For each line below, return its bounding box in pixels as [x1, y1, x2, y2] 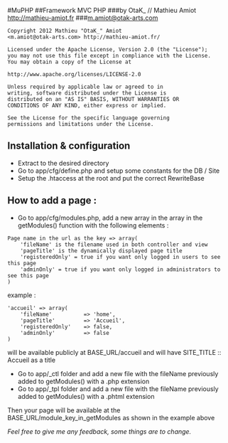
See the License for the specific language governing [7, 114, 170, 122]
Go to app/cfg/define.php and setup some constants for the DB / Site [17, 166, 220, 175]
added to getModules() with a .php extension [17, 377, 150, 385]
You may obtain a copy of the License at [7, 58, 132, 65]
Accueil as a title [7, 356, 55, 364]
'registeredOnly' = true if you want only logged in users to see [20, 253, 221, 260]
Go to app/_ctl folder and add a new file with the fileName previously [17, 369, 219, 378]
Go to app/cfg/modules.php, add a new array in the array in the [17, 213, 203, 222]
